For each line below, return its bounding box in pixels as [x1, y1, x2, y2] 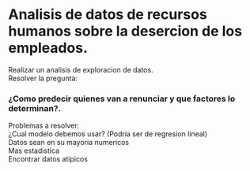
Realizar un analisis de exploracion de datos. [8, 65, 153, 74]
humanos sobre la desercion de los [8, 22, 243, 40]
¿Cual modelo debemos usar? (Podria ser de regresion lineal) [8, 129, 208, 139]
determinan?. [8, 102, 62, 113]
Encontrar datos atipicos [8, 154, 89, 164]
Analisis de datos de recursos [8, 6, 207, 24]
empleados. [8, 39, 89, 57]
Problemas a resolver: [8, 121, 80, 131]
